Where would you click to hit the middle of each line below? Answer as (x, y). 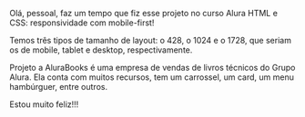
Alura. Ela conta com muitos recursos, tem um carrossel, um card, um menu (152, 77)
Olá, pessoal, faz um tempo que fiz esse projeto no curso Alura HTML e (143, 13)
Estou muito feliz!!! (44, 104)
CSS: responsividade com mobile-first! (82, 23)
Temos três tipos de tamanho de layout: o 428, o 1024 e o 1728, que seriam (150, 40)
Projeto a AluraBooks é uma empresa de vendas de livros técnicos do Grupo (152, 68)
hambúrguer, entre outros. (58, 87)
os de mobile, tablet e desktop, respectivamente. (101, 50)
